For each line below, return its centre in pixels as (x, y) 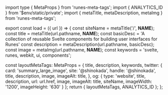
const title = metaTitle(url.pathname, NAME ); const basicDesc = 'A (75, 33)
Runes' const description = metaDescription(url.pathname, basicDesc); (80, 44)
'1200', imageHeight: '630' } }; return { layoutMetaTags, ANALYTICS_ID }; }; (84, 87)
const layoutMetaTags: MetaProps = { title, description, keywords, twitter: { (84, 65)
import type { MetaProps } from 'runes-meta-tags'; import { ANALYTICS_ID (84, 7)
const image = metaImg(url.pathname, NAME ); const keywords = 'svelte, (82, 50)
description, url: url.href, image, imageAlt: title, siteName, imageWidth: (79, 81)
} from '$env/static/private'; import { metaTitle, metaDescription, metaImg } (84, 13)
